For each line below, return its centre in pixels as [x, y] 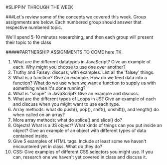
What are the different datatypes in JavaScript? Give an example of [82, 62]
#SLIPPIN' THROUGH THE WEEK [40, 7]
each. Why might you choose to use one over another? [69, 67]
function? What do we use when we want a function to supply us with [84, 83]
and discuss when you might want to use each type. [66, 104]
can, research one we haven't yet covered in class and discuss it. [80, 157]
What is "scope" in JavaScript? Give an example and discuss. [76, 93]
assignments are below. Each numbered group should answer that [74, 22]
